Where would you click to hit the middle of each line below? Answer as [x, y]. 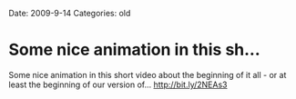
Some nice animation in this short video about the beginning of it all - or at [148, 74]
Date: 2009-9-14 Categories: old [70, 13]
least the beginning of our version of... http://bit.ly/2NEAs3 [118, 84]
